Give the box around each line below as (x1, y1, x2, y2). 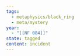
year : (6, 24, 19, 31)
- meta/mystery (11, 19, 48, 25)
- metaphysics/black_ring (11, 14, 75, 20)
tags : (6, 8, 19, 15)
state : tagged (6, 36, 41, 41)
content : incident (6, 41, 51, 47)
